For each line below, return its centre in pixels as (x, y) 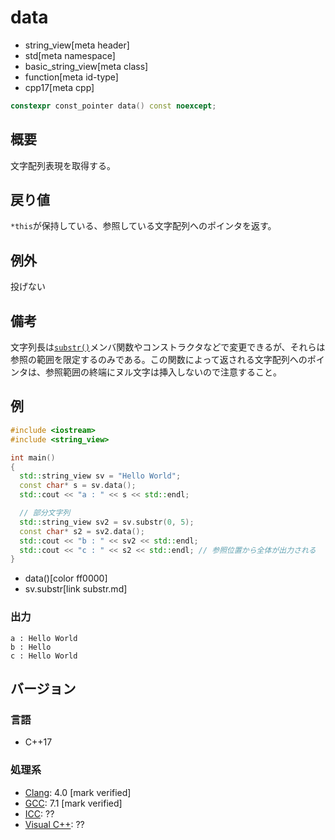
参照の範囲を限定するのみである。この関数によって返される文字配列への (159, 360)
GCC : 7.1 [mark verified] (73, 803)
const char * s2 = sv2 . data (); (82, 531)
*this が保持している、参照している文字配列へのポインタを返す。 (143, 226)
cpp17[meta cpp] (59, 87)
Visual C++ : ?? (54, 824)
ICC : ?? (39, 813)
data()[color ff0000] (66, 578)
